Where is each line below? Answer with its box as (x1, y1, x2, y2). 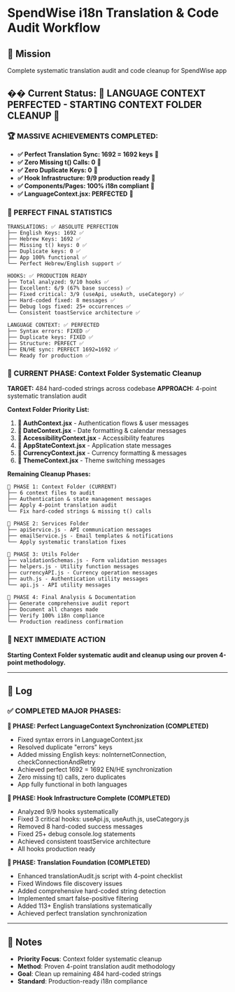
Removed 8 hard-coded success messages (17, 822, 143, 831)
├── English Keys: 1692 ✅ (7, 229, 84, 236)
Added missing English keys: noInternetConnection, (17, 751, 166, 759)
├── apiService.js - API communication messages (7, 526, 152, 534)
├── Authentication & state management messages (7, 496, 152, 503)
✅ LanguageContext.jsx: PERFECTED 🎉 (17, 189, 134, 198)
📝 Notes (7, 936, 43, 948)
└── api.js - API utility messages (7, 582, 111, 589)
